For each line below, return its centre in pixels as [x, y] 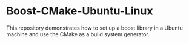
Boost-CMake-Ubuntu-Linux [80, 11]
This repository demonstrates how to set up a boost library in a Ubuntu [94, 28]
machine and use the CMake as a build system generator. [78, 34]
